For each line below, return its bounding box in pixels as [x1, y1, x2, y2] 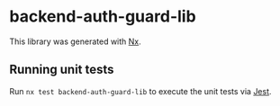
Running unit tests [9, 62, 114, 77]
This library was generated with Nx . [9, 36, 141, 47]
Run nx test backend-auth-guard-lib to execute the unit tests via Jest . [9, 85, 272, 96]
